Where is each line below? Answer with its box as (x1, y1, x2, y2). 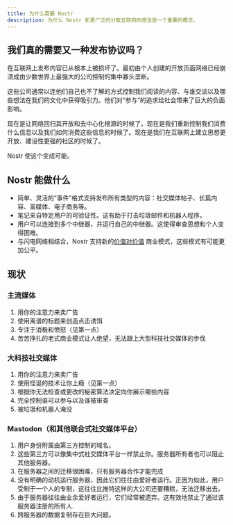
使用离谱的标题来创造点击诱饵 (17, 316, 103, 325)
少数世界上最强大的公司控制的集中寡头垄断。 (25, 72, 153, 81)
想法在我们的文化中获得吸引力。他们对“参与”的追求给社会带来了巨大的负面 (12, 96, 225, 104)
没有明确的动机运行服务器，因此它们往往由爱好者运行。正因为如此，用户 (17, 476, 224, 484)
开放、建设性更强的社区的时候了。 (7, 137, 105, 145)
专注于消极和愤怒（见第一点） (17, 325, 103, 334)
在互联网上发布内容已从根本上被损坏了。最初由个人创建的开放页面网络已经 (7, 64, 220, 72)
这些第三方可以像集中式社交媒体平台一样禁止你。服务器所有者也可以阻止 (17, 450, 224, 458)
